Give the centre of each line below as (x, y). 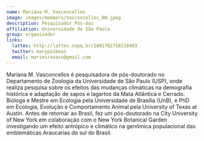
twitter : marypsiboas (39, 52)
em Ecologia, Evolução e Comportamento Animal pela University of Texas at (102, 106)
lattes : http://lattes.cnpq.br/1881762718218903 (75, 46)
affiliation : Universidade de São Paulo (58, 29)
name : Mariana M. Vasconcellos (46, 12)
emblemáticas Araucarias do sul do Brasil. (59, 132)
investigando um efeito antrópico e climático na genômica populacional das (101, 126)
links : (15, 40)
